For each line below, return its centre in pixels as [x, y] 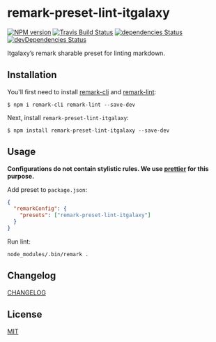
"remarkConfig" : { [40, 209]
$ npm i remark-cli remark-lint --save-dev [71, 105]
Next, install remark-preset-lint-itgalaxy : [68, 117]
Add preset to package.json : [47, 189]
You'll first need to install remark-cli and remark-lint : [82, 91]
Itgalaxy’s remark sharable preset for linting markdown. [86, 53]
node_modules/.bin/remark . [48, 254]
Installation [32, 75]
